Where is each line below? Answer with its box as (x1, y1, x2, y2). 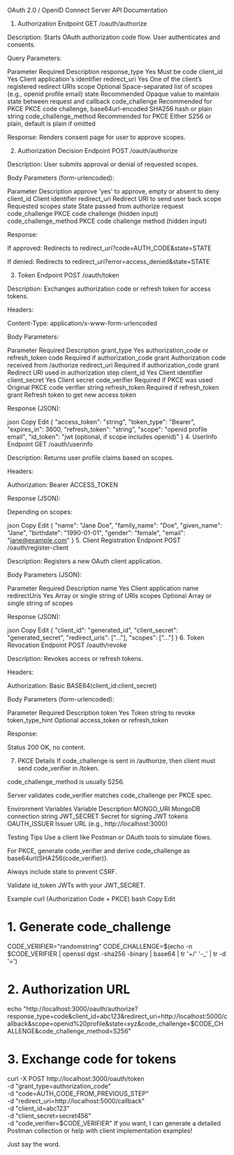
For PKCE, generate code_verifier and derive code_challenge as (7, 847, 191, 855)
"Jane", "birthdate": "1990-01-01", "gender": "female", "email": (7, 529, 186, 537)
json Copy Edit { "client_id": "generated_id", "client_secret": (7, 626, 178, 634)
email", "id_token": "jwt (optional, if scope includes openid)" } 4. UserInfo (7, 433, 218, 441)
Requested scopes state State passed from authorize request (7, 202, 184, 210)
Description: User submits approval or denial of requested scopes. (7, 160, 198, 168)
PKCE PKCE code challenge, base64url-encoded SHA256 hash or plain (7, 105, 212, 112)
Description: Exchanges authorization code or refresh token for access (7, 284, 211, 293)
